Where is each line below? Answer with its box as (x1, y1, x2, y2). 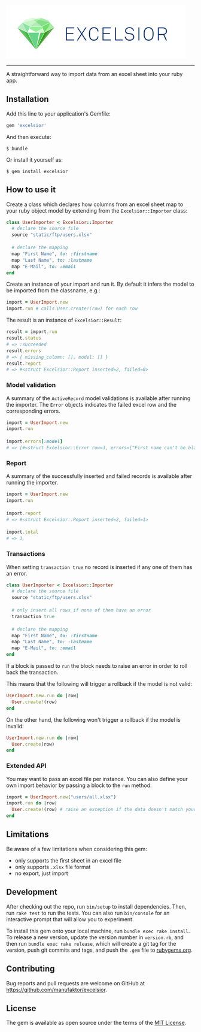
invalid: (6, 722, 24, 730)
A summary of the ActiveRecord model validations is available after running (6, 394, 191, 402)
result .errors (6, 347, 42, 354)
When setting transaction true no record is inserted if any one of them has (6, 563, 193, 570)
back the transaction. (6, 669, 59, 676)
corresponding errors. (6, 407, 61, 414)
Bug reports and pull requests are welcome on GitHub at (6, 979, 145, 986)
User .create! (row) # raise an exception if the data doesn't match (11, 807, 184, 813)
